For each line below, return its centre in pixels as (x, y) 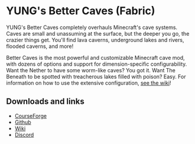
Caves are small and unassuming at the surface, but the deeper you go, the (98, 33)
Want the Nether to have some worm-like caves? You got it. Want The (91, 70)
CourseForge (31, 116)
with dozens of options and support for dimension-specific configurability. (97, 64)
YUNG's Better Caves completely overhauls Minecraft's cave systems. (92, 27)
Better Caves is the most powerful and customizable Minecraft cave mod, (95, 57)
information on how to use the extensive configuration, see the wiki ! (89, 83)
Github (23, 122)
